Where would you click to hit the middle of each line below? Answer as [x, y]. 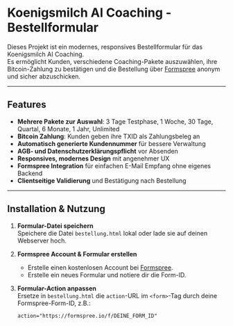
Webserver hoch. [42, 241]
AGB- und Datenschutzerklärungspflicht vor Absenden [97, 151]
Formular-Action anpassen [57, 288]
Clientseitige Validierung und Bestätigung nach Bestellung [102, 180]
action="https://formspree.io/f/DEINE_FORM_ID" [87, 316]
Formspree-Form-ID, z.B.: [54, 303]
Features [27, 105]
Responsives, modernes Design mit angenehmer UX [93, 158]
